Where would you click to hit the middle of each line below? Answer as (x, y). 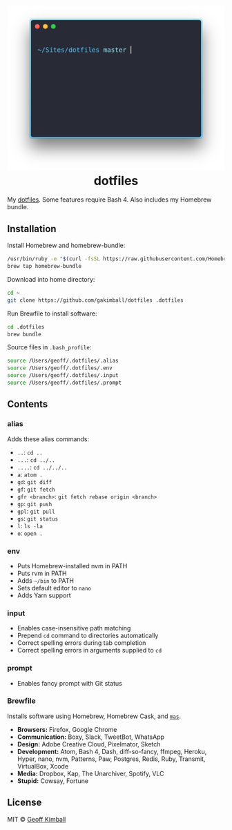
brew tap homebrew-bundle (44, 267)
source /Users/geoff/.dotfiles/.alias (63, 361)
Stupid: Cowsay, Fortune (52, 781)
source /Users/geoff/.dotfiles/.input (63, 376)
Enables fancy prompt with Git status (69, 683)
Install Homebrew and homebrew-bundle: (66, 245)
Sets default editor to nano (54, 588)
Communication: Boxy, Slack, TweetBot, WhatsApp (90, 737)
